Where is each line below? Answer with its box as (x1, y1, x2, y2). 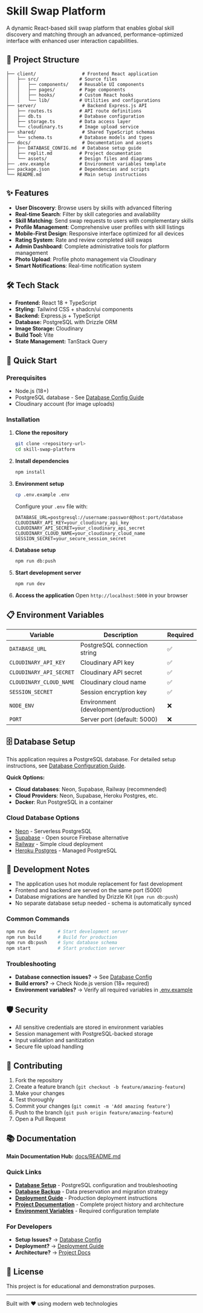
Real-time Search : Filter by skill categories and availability (14, 210, 161, 217)
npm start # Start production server (6, 945, 126, 951)
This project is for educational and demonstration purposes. (6, 1283, 156, 1290)
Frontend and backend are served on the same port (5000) (14, 887, 162, 894)
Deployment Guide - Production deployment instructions (14, 1194, 158, 1202)
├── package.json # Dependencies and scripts (6, 166, 150, 172)
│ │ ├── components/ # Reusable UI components (6, 81, 145, 87)
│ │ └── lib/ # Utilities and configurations (6, 97, 161, 104)
